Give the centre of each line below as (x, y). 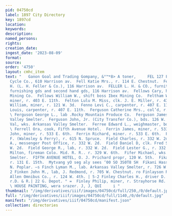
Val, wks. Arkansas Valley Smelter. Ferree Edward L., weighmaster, (85, 124)
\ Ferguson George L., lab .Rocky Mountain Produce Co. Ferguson (82, 115)
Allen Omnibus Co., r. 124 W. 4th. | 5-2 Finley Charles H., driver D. (88, 177)
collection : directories (32, 205)
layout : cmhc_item (25, 72)
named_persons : (21, 39)
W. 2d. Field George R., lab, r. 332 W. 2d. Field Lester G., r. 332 (88, 148)
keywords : (16, 29)
